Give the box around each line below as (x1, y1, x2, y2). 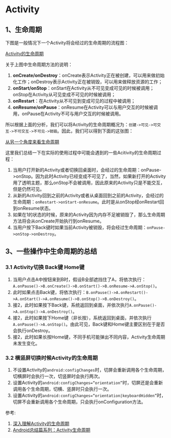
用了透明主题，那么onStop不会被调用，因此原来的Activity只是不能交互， (12, 180, 165, 186)
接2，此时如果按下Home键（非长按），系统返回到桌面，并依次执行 (12, 314, 152, 320)
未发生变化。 (12, 340, 40, 346)
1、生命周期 (5, 25, 42, 34)
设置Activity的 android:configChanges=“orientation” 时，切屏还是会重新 (12, 379, 163, 385)
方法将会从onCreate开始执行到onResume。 (12, 218, 104, 224)
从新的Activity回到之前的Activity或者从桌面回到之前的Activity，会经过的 (12, 193, 164, 198)
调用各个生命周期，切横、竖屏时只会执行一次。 (12, 386, 112, 392)
